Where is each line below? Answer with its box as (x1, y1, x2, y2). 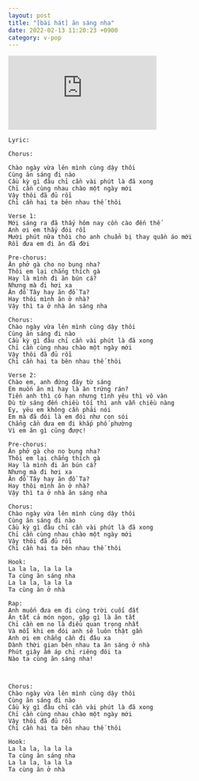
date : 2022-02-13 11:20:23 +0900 (8, 26, 118, 34)
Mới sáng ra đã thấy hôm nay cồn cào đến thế (8, 219, 160, 228)
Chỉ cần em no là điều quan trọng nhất (8, 621, 140, 628)
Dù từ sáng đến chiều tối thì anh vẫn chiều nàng (8, 399, 175, 407)
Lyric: (8, 136, 30, 145)
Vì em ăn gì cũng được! (8, 427, 87, 435)
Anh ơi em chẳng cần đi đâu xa (8, 634, 111, 643)
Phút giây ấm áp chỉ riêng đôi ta (8, 648, 122, 656)
